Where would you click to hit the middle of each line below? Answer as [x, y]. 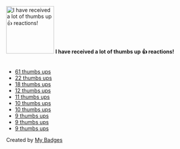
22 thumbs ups [33, 78]
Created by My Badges [34, 140]
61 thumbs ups [33, 72]
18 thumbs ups [33, 84]
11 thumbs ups [32, 97]
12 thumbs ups [33, 91]
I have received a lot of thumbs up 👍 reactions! [115, 52]
